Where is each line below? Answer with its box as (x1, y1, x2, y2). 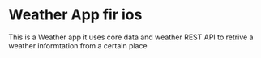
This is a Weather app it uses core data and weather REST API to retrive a (8, 32, 254, 42)
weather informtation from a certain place (8, 40, 148, 50)
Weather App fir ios (8, 6, 143, 24)
